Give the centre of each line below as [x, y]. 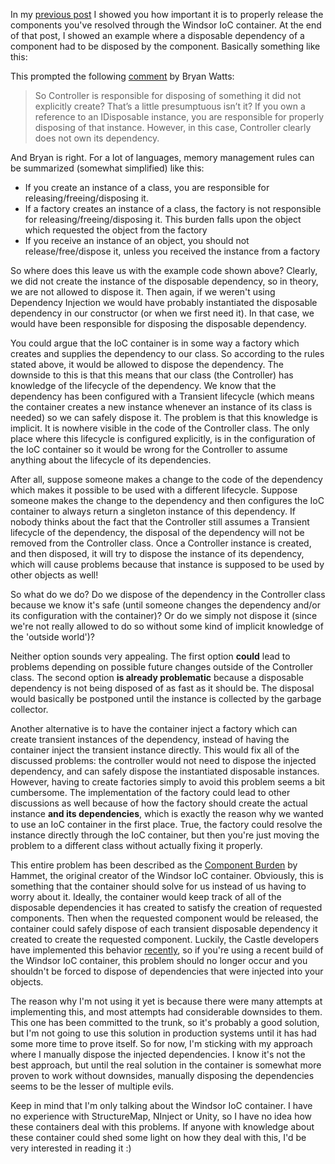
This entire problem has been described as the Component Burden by [154, 865]
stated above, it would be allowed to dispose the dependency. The [147, 364]
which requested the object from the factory [116, 230]
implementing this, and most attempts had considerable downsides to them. [166, 1012]
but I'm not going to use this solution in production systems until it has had [163, 1033]
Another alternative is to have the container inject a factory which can [154, 728]
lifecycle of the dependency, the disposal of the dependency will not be [157, 532]
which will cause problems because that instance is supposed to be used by [167, 564]
